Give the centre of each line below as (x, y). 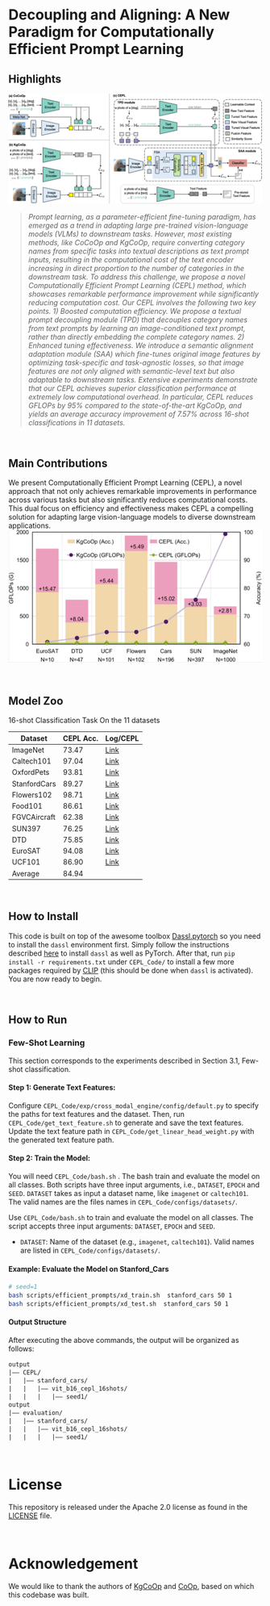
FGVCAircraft (34, 818)
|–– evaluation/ (35, 1413)
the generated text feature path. (61, 1140)
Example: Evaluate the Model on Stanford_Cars (89, 1269)
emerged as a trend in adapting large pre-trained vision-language (138, 225)
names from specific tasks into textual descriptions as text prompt (139, 251)
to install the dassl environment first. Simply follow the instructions (119, 944)
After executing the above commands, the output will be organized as (124, 1340)
